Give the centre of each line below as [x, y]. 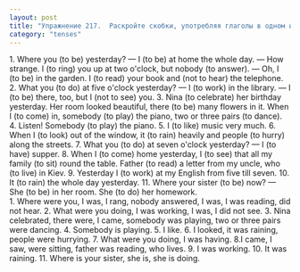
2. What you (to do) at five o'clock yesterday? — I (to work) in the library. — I [150, 88]
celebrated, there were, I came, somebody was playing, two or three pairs [145, 220]
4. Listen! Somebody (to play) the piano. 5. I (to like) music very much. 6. [143, 126]
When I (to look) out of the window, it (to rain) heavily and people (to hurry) [147, 136]
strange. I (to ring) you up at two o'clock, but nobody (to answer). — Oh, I [144, 69]
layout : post [33, 17]
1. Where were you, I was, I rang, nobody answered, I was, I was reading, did [150, 202]
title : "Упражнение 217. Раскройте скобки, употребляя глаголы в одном [147, 26]
